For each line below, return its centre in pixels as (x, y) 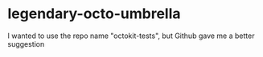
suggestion (26, 44)
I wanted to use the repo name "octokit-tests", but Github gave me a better (131, 36)
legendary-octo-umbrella (95, 14)
